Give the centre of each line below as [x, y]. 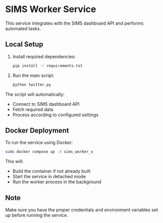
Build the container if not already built [51, 171]
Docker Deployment [37, 130]
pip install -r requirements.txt [48, 66]
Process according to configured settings [56, 115]
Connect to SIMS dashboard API [46, 104]
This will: [14, 162]
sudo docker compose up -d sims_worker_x [49, 152]
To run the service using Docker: [39, 142]
